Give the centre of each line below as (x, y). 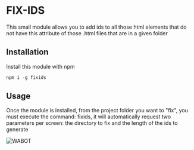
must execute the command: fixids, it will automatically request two (89, 117)
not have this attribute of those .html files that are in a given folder (87, 33)
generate (17, 130)
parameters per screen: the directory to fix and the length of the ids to (92, 123)
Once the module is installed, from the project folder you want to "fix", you (97, 111)
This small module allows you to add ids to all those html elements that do (96, 27)
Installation (27, 52)
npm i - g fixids (26, 77)
